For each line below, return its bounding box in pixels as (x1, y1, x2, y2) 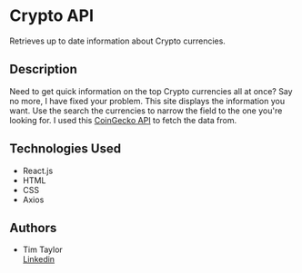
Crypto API (9, 5, 94, 26)
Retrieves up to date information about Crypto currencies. (9, 35, 226, 46)
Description (9, 62, 77, 77)
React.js (22, 165, 54, 176)
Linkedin (22, 254, 55, 265)
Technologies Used (9, 141, 121, 157)
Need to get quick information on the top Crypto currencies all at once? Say (9, 85, 293, 96)
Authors (9, 219, 57, 236)
